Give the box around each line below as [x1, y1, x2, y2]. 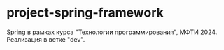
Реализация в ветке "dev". [6, 35, 85, 43]
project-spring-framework [6, 5, 164, 21]
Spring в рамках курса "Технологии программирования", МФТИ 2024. [6, 28, 218, 36]
